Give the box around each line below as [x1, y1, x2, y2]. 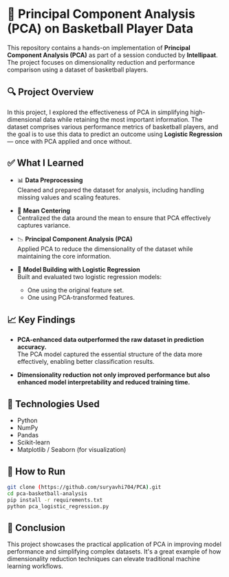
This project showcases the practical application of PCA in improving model [7, 540, 222, 549]
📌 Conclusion [7, 522, 65, 534]
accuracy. [17, 343, 47, 351]
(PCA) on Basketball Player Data [7, 21, 194, 36]
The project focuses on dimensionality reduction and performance [7, 58, 195, 66]
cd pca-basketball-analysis [7, 490, 88, 497]
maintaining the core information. [17, 252, 111, 260]
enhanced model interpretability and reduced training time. [17, 378, 190, 387]
